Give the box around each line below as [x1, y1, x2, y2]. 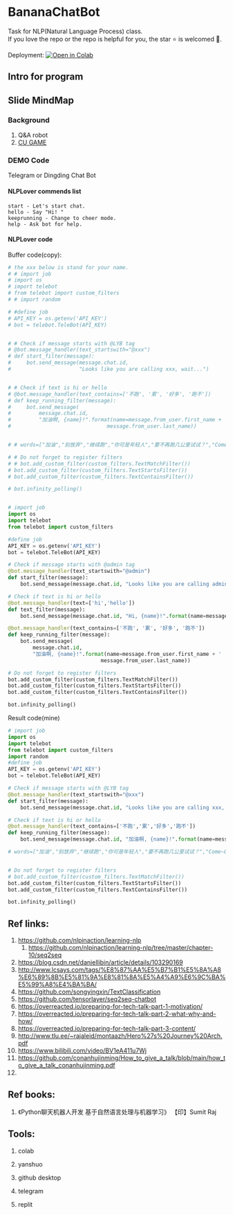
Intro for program [8, 71, 84, 83]
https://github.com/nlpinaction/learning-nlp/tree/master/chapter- [28, 944, 214, 952]
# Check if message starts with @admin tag [8, 561, 136, 568]
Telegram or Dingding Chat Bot [8, 171, 96, 180]
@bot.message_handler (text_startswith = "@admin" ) [8, 568, 151, 575]
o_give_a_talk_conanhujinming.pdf [17, 1061, 116, 1070]
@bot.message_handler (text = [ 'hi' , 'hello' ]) [8, 599, 136, 606]
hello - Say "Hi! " [8, 208, 64, 215]
